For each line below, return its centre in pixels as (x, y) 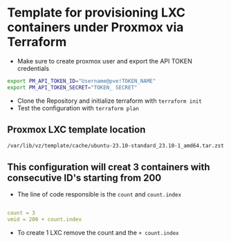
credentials (33, 68)
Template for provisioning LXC (96, 13)
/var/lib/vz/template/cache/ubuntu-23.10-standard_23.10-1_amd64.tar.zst (116, 145)
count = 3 (21, 213)
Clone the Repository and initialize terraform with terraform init (109, 101)
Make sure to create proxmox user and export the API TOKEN (104, 61)
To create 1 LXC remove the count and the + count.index (98, 232)
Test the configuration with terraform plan (78, 108)
